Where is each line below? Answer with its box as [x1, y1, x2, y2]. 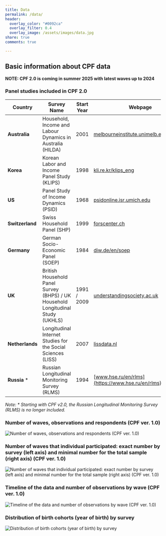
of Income [42, 193, 66, 200]
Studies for [42, 337, 68, 344]
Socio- [42, 240, 59, 247]
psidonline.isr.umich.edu [93, 197, 151, 203]
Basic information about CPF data [5, 63, 111, 71]
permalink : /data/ [5, 12, 43, 17]
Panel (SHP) [42, 226, 71, 233]
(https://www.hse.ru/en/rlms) [93, 379, 162, 386]
